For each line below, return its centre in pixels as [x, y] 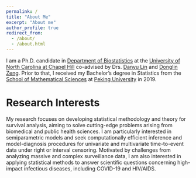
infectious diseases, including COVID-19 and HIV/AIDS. [90, 168]
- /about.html [28, 44]
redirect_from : [25, 33]
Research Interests [53, 103]
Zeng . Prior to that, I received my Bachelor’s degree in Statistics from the [94, 73]
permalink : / [22, 11]
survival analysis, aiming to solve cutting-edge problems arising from [89, 125]
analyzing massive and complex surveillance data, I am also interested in [94, 156]
